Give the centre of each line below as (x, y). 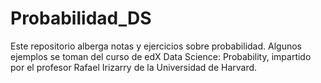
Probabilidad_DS (81, 18)
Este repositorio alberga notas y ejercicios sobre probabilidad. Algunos (156, 46)
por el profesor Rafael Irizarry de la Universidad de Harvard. (134, 67)
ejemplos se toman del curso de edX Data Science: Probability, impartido (161, 56)
